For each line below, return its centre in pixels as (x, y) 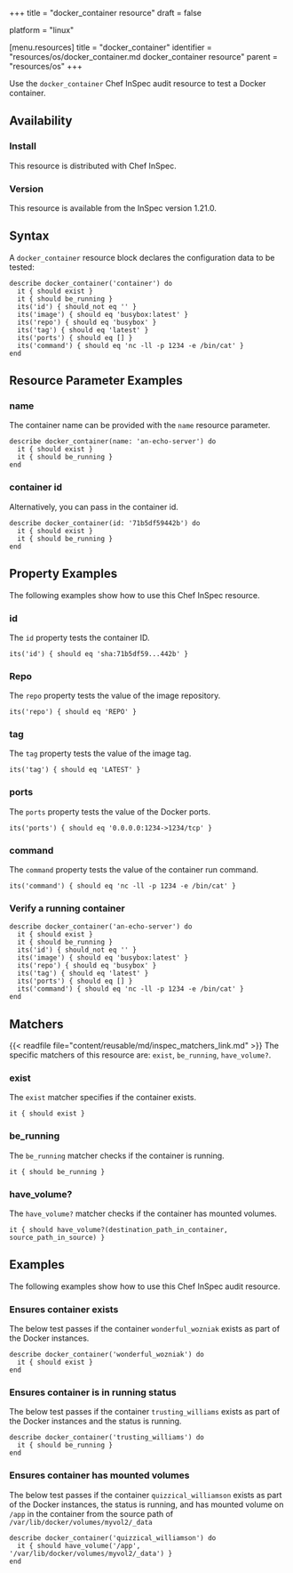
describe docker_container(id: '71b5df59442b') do (105, 523)
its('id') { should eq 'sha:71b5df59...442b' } (99, 653)
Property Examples (63, 574)
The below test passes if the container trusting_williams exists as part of (145, 1412)
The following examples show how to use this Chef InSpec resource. (135, 595)
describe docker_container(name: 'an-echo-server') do (113, 442)
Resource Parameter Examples (96, 381)
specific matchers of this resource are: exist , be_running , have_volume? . (140, 1055)
